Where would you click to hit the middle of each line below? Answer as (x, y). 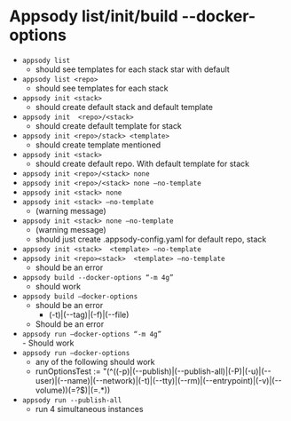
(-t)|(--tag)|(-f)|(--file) (89, 314)
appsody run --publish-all (72, 400)
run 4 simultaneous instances (89, 409)
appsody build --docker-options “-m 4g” (98, 277)
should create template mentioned (98, 145)
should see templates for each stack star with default (133, 69)
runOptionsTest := (68, 371)
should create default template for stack (108, 125)
